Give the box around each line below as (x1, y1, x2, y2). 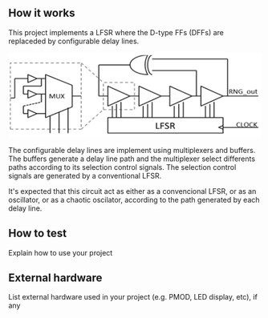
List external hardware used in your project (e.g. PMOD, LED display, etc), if (8, 292, 258, 302)
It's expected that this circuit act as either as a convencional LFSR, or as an (8, 186, 257, 195)
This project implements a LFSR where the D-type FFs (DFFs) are (8, 27, 225, 37)
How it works (8, 6, 75, 20)
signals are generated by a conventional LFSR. (8, 171, 162, 180)
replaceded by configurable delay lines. (8, 36, 140, 46)
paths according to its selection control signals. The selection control (8, 162, 237, 171)
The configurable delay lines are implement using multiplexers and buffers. (8, 145, 256, 155)
